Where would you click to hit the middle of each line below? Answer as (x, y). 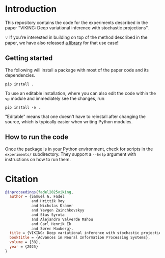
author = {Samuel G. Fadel (37, 197)
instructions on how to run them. (38, 159)
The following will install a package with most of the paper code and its (77, 70)
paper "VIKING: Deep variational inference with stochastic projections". (77, 27)
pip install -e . (23, 107)
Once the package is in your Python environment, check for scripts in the (79, 149)
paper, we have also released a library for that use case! (62, 43)
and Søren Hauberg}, (52, 229)
